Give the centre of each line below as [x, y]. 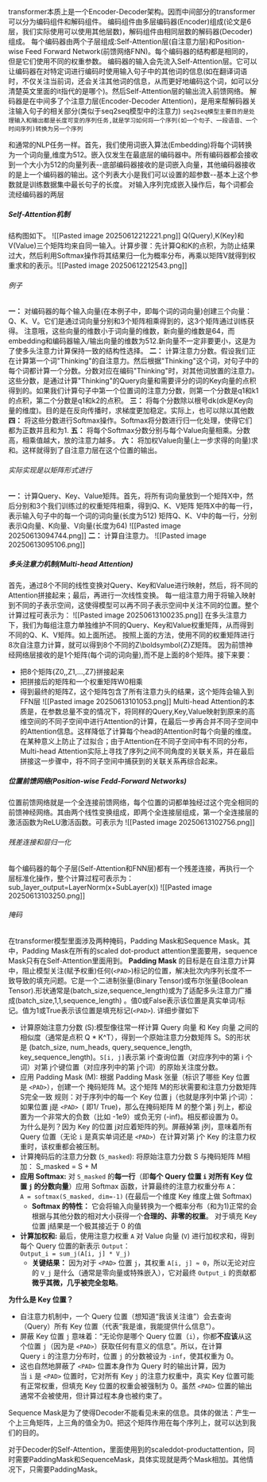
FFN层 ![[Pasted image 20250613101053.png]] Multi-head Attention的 [133, 702]
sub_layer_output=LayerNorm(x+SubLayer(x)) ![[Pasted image [110, 887]
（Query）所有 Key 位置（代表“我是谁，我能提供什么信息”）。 [120, 1326]
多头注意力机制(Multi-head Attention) [71, 563]
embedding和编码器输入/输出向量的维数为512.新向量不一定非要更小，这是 [129, 341]
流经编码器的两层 [36, 194]
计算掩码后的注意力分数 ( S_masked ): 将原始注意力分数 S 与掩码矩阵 [128, 1156]
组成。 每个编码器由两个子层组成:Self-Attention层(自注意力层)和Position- [127, 41]
